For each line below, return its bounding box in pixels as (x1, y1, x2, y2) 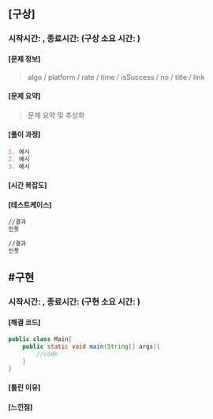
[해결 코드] (8, 317, 41, 327)
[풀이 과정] (8, 129, 41, 140)
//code (36, 350, 58, 358)
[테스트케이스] (8, 200, 52, 209)
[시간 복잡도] (8, 181, 47, 190)
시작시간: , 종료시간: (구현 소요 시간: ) (8, 297, 140, 308)
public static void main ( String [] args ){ (22, 342, 160, 351)
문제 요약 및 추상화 (27, 110, 85, 120)
